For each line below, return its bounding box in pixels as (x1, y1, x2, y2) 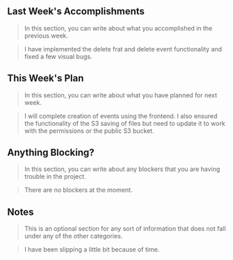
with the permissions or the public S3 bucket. (24, 127, 154, 135)
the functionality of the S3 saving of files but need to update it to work (24, 119, 226, 127)
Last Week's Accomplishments (7, 6, 145, 17)
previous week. (24, 31, 68, 40)
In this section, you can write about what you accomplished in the (24, 24, 213, 32)
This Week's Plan (7, 72, 84, 84)
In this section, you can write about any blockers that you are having (24, 165, 220, 173)
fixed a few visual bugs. (24, 52, 93, 60)
